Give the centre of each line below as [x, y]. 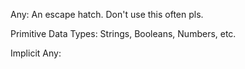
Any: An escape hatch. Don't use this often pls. [107, 14]
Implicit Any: [36, 53]
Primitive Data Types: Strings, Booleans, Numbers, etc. [123, 33]
